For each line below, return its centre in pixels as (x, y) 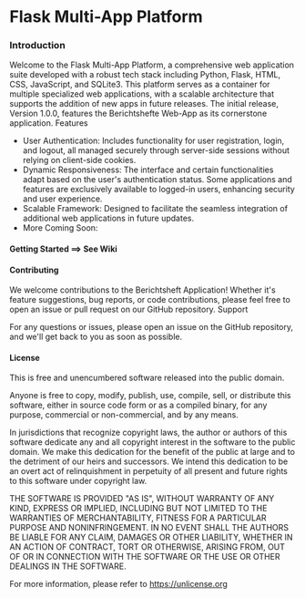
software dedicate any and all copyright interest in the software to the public (152, 442)
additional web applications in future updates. (108, 218)
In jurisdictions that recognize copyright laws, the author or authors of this (148, 433)
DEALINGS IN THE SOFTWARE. (68, 566)
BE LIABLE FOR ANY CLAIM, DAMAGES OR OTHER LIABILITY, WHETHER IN (151, 537)
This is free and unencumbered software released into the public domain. (147, 378)
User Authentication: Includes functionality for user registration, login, (153, 141)
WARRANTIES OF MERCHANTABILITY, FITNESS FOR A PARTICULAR (138, 518)
